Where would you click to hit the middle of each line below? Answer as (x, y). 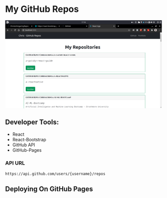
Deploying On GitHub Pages (49, 189)
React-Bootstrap (29, 139)
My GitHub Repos (42, 9)
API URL (15, 163)
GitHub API (24, 145)
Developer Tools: (32, 122)
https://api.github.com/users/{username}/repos (55, 174)
